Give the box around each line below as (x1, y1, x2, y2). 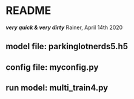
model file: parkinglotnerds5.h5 (5, 41, 129, 52)
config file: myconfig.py (5, 62, 99, 72)
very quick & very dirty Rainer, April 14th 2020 (5, 24, 123, 31)
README (5, 4, 52, 18)
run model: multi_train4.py (5, 83, 109, 93)
